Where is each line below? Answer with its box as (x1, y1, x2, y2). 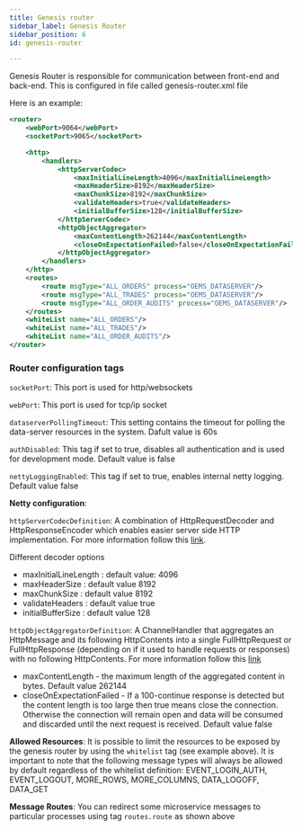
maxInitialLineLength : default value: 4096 (22, 569, 179, 580)
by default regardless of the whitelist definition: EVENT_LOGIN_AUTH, (9, 765, 268, 776)
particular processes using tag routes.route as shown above (9, 811, 235, 822)
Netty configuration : (9, 498, 87, 509)
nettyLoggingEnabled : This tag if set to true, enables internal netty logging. (9, 471, 285, 482)
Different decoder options (9, 552, 105, 563)
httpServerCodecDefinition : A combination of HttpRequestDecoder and (9, 515, 274, 526)
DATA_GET (9, 784, 49, 795)
